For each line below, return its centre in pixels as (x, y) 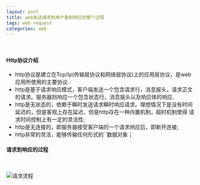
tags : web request (29, 23)
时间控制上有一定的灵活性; (53, 120)
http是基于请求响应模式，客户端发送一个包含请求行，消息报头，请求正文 (104, 89)
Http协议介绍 (22, 60)
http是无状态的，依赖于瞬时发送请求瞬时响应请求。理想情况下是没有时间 (104, 105)
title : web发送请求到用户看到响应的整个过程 (55, 17)
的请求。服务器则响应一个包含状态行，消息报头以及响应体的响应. (94, 97)
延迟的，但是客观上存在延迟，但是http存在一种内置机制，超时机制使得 (101, 112)
